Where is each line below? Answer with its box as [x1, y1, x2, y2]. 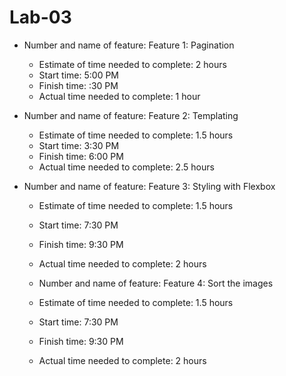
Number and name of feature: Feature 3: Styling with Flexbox [23, 180, 276, 192]
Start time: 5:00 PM [38, 69, 119, 81]
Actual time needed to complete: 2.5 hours [38, 161, 215, 173]
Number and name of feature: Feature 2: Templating [23, 109, 239, 121]
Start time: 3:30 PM [38, 139, 120, 151]
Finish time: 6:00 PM [38, 150, 124, 162]
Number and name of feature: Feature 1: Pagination [23, 39, 235, 51]
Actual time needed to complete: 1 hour [38, 90, 201, 102]
